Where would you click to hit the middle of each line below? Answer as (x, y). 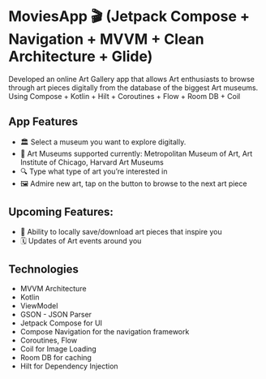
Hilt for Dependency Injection (69, 366)
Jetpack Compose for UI (61, 323)
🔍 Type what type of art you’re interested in (94, 171)
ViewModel (39, 306)
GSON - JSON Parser (56, 315)
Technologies (44, 269)
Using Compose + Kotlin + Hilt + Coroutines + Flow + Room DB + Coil (124, 96)
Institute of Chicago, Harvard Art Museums (92, 162)
